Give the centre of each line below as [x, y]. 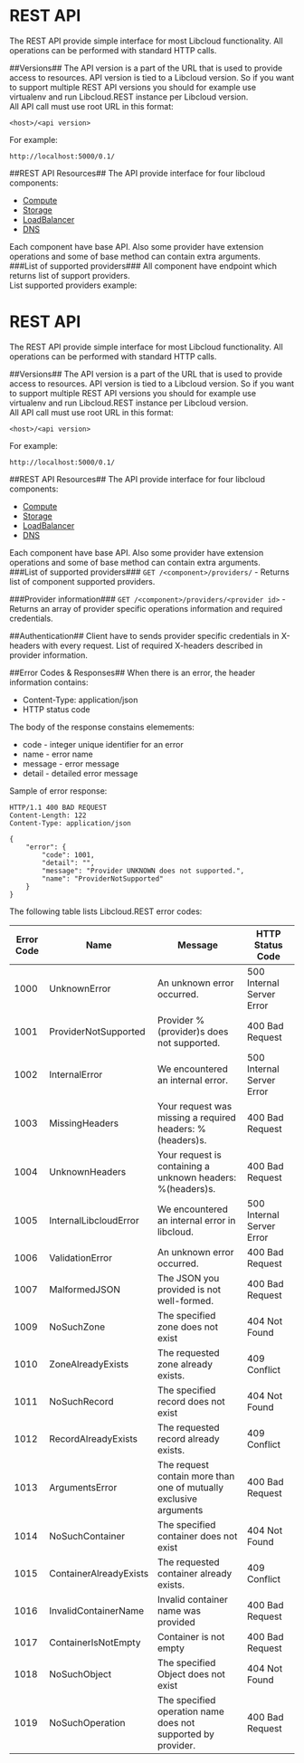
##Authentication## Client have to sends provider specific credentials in [144, 635]
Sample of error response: [58, 791]
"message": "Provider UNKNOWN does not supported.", [143, 871]
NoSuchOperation [87, 1722]
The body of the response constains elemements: [102, 727]
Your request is [189, 1155]
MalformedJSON [85, 1289]
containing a [183, 1166]
